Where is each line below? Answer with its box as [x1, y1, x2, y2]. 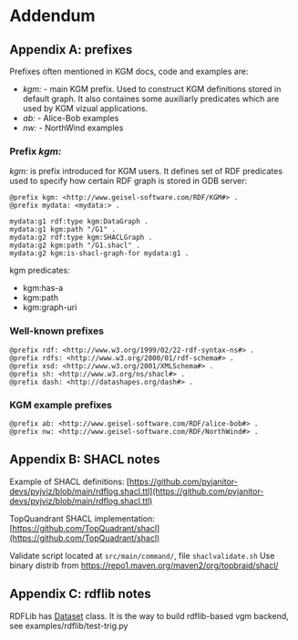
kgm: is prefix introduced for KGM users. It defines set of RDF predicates [9, 166, 283, 177]
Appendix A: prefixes [9, 42, 133, 57]
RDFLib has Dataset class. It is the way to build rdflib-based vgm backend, [9, 610, 289, 621]
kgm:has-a [22, 283, 64, 294]
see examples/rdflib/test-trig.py [9, 620, 128, 631]
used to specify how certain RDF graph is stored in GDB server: [9, 175, 248, 187]
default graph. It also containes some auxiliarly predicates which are [22, 93, 280, 104]
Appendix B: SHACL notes [9, 452, 161, 468]
